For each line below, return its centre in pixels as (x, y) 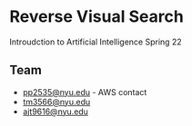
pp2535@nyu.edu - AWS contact (85, 92)
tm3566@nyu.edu (56, 102)
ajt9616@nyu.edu (56, 111)
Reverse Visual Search (96, 17)
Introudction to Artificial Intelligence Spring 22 (96, 42)
